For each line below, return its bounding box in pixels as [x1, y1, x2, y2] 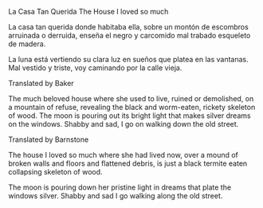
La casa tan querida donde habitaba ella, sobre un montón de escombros [8, 22, 249, 31]
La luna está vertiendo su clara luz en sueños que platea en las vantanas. [8, 55, 249, 64]
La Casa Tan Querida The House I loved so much [8, 7, 169, 16]
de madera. [8, 39, 46, 49]
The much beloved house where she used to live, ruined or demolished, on [8, 94, 254, 103]
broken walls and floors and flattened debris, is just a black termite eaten [8, 159, 248, 168]
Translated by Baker [8, 79, 74, 88]
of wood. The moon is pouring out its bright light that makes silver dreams [8, 111, 251, 120]
